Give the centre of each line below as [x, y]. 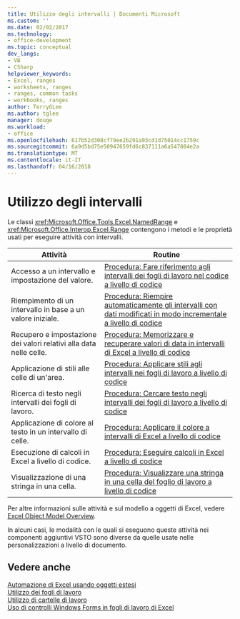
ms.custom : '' [29, 21]
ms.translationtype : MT [43, 154]
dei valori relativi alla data [54, 343]
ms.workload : [27, 127]
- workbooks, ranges [38, 101]
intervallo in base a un [48, 309]
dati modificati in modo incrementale [166, 313]
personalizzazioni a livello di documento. [67, 545]
